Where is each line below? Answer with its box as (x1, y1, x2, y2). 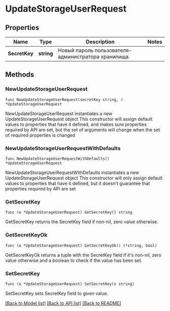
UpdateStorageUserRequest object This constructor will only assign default (5, 175, 163, 181)
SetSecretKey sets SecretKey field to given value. (5, 290, 108, 296)
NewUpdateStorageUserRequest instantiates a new (5, 110, 113, 117)
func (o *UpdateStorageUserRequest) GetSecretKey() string (5, 210, 133, 215)
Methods (5, 71, 34, 79)
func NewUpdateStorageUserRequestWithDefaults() (5, 156, 110, 161)
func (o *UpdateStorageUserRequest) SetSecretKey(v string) (5, 281, 135, 287)
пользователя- (94, 47, 133, 54)
